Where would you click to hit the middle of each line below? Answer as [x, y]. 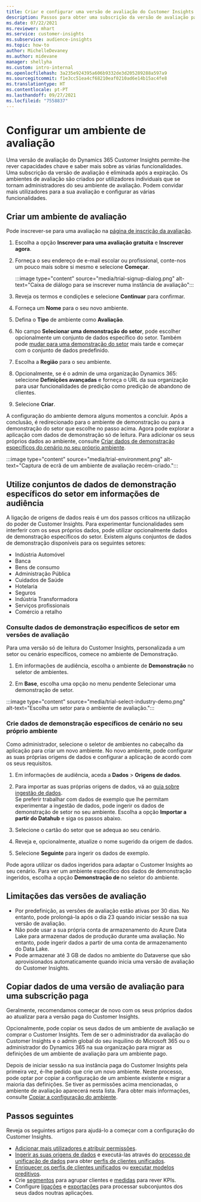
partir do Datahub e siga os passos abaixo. [68, 818]
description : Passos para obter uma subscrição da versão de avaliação [97, 17]
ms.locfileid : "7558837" [37, 101]
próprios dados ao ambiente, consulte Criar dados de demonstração [91, 441]
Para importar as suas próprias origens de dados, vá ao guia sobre [97, 786]
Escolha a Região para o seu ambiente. [63, 362]
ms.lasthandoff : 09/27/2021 [41, 95]
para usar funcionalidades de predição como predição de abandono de [103, 386]
